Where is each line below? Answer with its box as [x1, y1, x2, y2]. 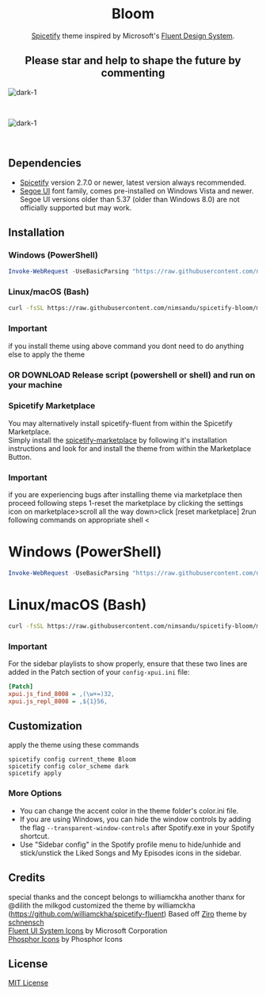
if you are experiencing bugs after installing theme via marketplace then [8, 490, 243, 499]
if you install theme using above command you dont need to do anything [8, 341, 244, 350]
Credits [8, 871, 46, 885]
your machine [8, 379, 63, 390]
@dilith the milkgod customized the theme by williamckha [8, 901, 196, 910]
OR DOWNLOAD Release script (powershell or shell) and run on [8, 369, 256, 381]
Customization [8, 719, 83, 733]
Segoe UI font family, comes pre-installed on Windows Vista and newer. [19, 186, 254, 195]
